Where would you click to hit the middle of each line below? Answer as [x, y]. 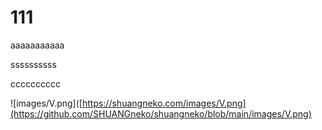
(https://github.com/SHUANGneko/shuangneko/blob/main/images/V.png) [161, 113]
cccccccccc [35, 83]
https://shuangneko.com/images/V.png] [164, 103]
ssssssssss [33, 64]
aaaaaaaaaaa [37, 45]
